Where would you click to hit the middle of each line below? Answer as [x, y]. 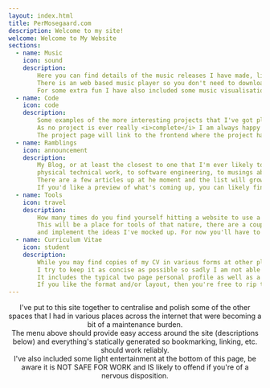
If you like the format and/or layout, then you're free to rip [147, 285]
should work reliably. [135, 350]
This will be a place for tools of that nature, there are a [142, 225]
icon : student [46, 247]
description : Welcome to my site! [66, 31]
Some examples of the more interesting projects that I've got [145, 120]
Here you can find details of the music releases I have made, [145, 76]
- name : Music [39, 53]
